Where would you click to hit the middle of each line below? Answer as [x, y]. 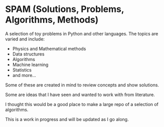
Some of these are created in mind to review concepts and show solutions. [82, 85]
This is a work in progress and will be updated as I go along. [67, 119]
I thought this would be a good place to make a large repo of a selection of [82, 104]
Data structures [28, 54]
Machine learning [30, 64]
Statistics [22, 70]
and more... [24, 75]
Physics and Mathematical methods [49, 48]
